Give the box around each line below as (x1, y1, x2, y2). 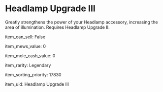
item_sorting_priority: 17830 (5, 71, 62, 77)
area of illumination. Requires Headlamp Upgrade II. (5, 24, 110, 30)
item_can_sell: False (5, 34, 46, 40)
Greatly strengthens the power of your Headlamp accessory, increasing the (5, 19, 158, 25)
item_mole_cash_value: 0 (5, 52, 56, 59)
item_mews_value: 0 (5, 43, 46, 49)
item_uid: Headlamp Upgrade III (5, 81, 69, 87)
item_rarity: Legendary (5, 62, 51, 68)
